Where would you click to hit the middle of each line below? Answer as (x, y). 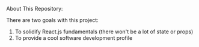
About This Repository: (35, 9)
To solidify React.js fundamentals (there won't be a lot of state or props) (104, 32)
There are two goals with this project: (53, 20)
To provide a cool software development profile (74, 38)
